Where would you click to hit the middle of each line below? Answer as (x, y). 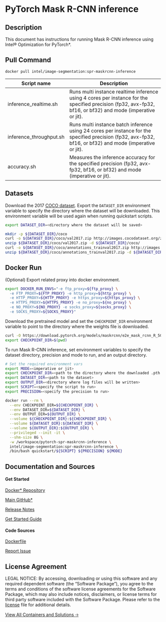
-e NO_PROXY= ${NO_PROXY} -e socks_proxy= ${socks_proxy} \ (71, 307)
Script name (36, 83)
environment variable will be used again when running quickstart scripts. (79, 216)
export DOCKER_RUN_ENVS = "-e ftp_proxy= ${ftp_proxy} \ (62, 289)
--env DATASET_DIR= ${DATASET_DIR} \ (47, 410)
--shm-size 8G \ (26, 437)
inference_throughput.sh (36, 137)
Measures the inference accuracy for (112, 157)
